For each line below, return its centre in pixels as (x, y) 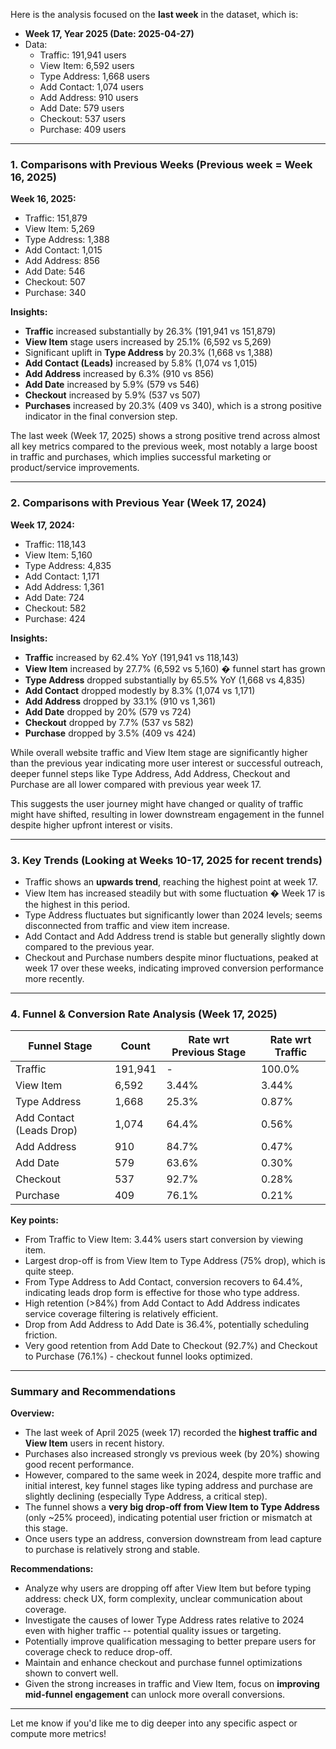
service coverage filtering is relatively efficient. (121, 1314)
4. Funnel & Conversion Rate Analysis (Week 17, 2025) (144, 1014)
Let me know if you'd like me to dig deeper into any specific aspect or (154, 1723)
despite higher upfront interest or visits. (91, 825)
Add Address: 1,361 (64, 586)
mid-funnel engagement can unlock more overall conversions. (155, 1695)
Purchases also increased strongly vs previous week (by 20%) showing (172, 1454)
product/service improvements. (75, 468)
